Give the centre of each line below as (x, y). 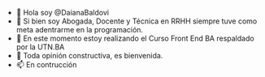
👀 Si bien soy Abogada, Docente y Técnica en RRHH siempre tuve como (137, 21)
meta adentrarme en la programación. (80, 30)
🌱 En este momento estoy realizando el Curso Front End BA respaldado (135, 38)
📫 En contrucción (46, 64)
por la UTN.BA (40, 47)
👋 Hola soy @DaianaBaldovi (63, 13)
